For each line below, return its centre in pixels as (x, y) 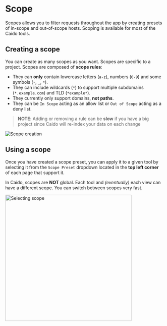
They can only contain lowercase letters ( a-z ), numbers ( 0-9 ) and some (87, 77)
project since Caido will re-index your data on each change (79, 124)
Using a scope (28, 150)
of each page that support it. (35, 173)
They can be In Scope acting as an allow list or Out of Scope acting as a (87, 103)
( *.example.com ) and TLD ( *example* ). (51, 93)
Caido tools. (18, 33)
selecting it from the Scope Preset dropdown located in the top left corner (82, 167)
